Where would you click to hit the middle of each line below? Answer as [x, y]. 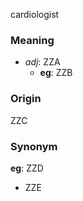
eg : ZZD [27, 168]
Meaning [32, 40]
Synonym [34, 146]
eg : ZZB [56, 73]
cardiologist [35, 14]
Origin [26, 99]
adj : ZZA [42, 62]
